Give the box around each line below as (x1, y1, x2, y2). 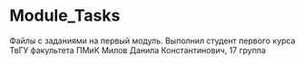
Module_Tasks (9, 5, 121, 26)
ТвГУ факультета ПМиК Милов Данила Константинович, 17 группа (9, 44, 266, 55)
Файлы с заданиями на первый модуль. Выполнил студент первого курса (9, 35, 296, 46)
